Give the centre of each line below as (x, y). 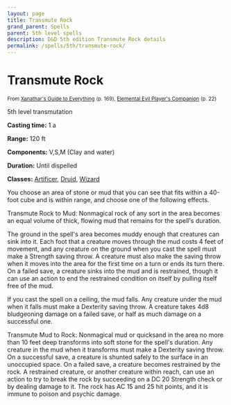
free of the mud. (31, 286)
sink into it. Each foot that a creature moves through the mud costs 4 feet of (115, 241)
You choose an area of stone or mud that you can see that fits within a (108, 192)
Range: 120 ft (27, 138)
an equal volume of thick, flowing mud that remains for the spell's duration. (114, 220)
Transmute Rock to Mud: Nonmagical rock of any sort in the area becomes (114, 213)
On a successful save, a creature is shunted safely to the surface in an (108, 357)
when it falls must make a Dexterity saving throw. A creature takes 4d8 (108, 306)
